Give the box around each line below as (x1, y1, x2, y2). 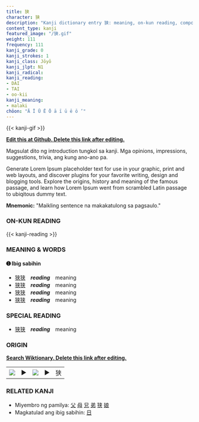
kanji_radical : (6, 70, 44, 75)
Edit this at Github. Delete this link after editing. (6, 136, 125, 143)
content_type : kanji (6, 25, 57, 32)
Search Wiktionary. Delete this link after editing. (6, 354, 127, 361)
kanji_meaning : (6, 97, 44, 103)
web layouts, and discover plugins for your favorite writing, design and (6, 172, 178, 179)
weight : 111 (6, 36, 36, 42)
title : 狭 (6, 8, 30, 15)
